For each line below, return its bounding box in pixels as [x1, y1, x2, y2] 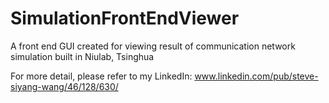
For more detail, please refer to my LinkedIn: [10, 70, 193, 82]
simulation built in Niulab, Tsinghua [10, 50, 155, 62]
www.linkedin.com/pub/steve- [194, 70, 319, 82]
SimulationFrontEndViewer [10, 7, 240, 30]
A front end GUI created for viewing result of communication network [10, 40, 296, 52]
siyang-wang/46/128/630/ [10, 80, 119, 92]
